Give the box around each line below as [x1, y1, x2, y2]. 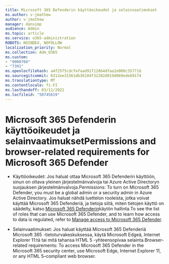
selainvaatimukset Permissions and [5, 135, 156, 147]
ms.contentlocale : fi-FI [5, 82, 58, 87]
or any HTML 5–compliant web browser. [12, 253, 96, 259]
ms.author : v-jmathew [5, 12, 51, 17]
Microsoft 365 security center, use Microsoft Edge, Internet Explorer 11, [12, 248, 161, 254]
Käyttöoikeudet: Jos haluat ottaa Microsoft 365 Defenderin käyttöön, [12, 173, 156, 180]
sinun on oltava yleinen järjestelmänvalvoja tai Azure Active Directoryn [12, 179, 159, 185]
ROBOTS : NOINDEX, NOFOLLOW [5, 40, 62, 46]
